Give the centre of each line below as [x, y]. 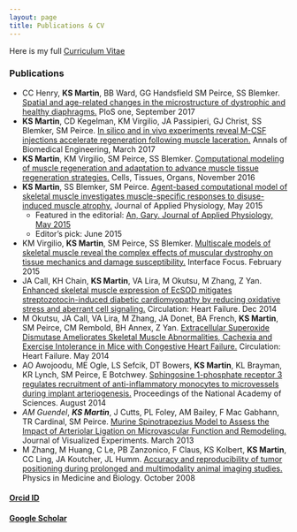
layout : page [33, 17]
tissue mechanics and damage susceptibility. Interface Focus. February [152, 262]
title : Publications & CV [57, 26]
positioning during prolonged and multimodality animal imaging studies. [152, 468]
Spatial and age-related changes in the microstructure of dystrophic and [153, 102]
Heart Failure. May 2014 [65, 355]
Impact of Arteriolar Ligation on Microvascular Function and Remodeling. [154, 430]
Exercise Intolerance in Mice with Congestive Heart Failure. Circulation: [151, 346]
